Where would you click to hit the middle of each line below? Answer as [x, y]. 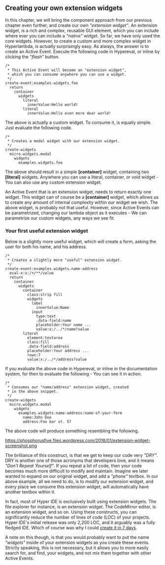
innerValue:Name [53, 308]
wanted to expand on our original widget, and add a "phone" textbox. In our [82, 476]
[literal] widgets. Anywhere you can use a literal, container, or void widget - [82, 177]
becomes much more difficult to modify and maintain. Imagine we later [77, 471]
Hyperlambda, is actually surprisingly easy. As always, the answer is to [77, 46]
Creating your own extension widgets [64, 8]
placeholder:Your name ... [64, 325]
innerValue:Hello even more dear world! [69, 113]
